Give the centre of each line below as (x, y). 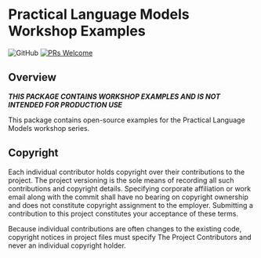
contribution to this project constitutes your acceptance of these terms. (123, 213)
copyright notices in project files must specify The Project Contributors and (130, 237)
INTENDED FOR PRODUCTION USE (65, 104)
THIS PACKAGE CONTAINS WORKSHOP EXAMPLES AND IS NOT (114, 96)
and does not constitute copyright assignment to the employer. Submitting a (130, 205)
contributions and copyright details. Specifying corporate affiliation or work (130, 188)
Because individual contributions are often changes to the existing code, (125, 228)
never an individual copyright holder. (67, 245)
